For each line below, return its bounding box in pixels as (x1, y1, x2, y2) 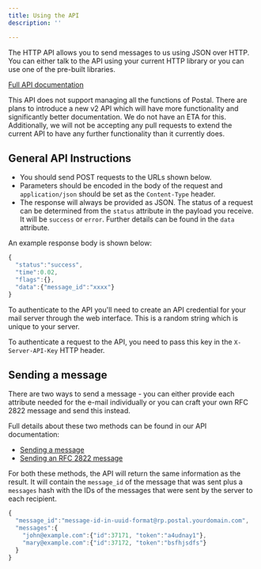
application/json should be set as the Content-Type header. (19, 189, 216, 199)
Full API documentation (8, 80, 85, 89)
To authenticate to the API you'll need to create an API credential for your (8, 305, 247, 314)
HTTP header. (59, 345, 105, 355)
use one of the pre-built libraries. (8, 64, 116, 74)
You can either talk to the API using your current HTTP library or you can (8, 56, 244, 66)
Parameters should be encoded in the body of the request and (19, 181, 223, 191)
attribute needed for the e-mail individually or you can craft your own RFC (8, 397, 249, 408)
